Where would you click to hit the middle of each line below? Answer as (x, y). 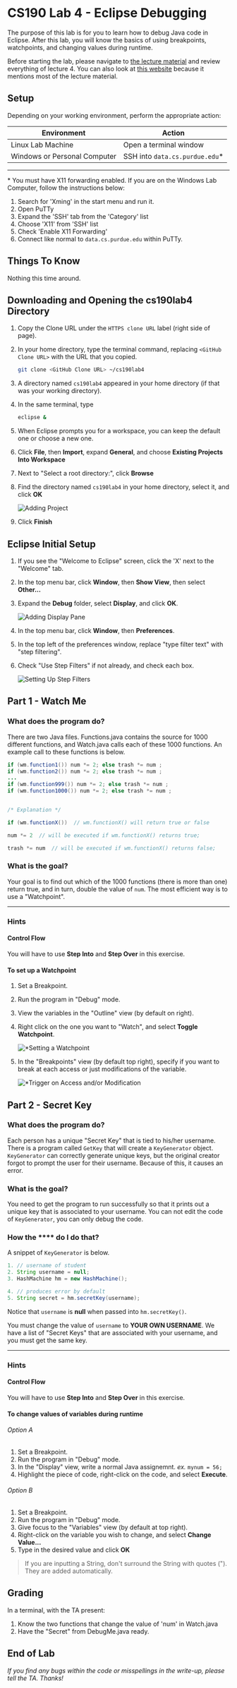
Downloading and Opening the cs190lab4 (100, 300)
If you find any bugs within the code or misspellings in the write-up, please (116, 1670)
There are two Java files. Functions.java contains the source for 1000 (108, 737)
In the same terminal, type (55, 404)
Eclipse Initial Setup (52, 544)
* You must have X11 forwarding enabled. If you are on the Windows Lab (112, 180)
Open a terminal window (164, 145)
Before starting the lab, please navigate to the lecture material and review (114, 61)
